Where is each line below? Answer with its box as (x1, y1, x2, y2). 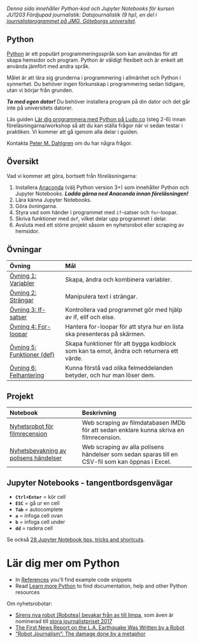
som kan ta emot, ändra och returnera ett (65, 347, 179, 355)
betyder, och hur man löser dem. (65, 371, 155, 379)
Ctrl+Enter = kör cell (15, 493, 66, 501)
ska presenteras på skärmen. (65, 330, 146, 338)
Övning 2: (9, 289, 37, 297)
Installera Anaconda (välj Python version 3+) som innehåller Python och (15, 184, 189, 191)
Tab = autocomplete (15, 506, 63, 513)
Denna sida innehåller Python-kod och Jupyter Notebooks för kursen (6, 5, 174, 12)
